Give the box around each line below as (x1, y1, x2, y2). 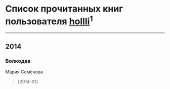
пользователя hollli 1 (5, 14, 93, 27)
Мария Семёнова (5, 69, 43, 75)
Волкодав (5, 57, 31, 64)
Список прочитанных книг (5, 3, 123, 15)
